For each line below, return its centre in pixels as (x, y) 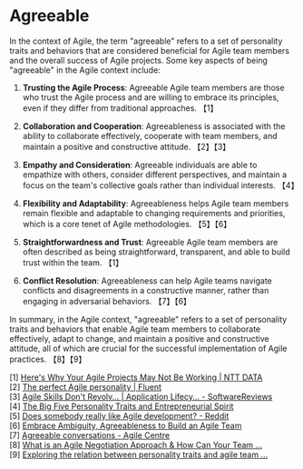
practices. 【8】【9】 (48, 359)
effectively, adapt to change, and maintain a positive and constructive (139, 338)
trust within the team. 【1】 (73, 262)
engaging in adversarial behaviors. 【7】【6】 (107, 301)
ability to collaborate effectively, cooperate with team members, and (150, 135)
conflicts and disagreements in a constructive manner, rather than (146, 290)
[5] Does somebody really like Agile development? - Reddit (119, 415)
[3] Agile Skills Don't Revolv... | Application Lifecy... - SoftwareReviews (141, 396)
